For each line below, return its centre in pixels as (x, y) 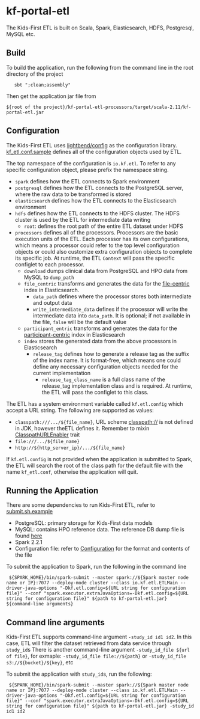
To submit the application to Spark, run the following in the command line (96, 567)
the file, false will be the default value (80, 322)
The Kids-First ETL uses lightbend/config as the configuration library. (92, 145)
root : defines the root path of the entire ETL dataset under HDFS (104, 226)
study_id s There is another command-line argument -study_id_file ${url (98, 650)
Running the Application (52, 490)
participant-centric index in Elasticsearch (75, 334)
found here (28, 536)
